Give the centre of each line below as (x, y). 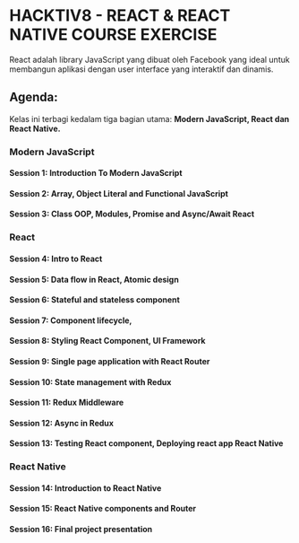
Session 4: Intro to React (56, 258)
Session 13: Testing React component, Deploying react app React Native (146, 443)
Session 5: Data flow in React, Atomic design (94, 279)
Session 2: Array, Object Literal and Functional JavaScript (119, 193)
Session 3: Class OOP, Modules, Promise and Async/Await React (132, 214)
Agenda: (34, 97)
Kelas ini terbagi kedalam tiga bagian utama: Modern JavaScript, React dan (149, 118)
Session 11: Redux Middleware (67, 403)
